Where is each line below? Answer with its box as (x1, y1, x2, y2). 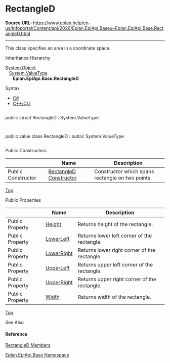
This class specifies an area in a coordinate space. (5, 45, 111, 51)
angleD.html (5, 30, 30, 36)
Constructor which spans (94, 168, 154, 175)
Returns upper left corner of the (77, 261, 153, 268)
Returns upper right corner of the (77, 276, 157, 283)
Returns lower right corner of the (77, 246, 155, 253)
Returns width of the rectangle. (77, 293, 151, 300)
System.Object (5, 64, 36, 71)
